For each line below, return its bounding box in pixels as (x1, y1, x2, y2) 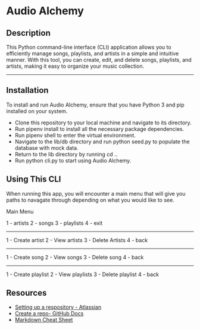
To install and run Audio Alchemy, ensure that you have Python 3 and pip (6, 101, 185, 108)
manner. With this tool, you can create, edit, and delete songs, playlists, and (6, 57, 192, 63)
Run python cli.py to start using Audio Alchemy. (14, 156, 132, 164)
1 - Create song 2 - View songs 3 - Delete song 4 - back (6, 253, 144, 261)
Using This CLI (6, 174, 61, 184)
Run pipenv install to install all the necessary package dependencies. (14, 125, 185, 132)
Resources (6, 288, 47, 298)
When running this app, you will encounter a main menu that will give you (6, 190, 186, 197)
